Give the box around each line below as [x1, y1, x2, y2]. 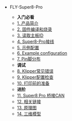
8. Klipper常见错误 [17, 68, 54, 74]
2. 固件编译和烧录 [17, 26, 53, 32]
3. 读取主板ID [17, 33, 44, 38]
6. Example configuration [17, 50, 67, 56]
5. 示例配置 [17, 45, 39, 50]
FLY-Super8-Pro [9, 4, 43, 10]
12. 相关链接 [17, 99, 41, 104]
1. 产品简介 [17, 20, 39, 26]
